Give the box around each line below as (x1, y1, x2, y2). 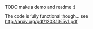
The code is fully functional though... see (5, 14, 89, 19)
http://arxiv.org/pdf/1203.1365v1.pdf (5, 19, 78, 24)
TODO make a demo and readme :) (5, 4, 76, 10)
